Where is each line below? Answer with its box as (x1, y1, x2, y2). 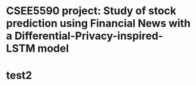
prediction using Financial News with (6, 17, 191, 30)
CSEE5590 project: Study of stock (6, 4, 177, 18)
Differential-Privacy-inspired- (14, 30, 164, 42)
